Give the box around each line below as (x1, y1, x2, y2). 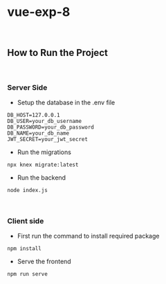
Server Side (7, 82, 48, 92)
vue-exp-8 (7, 4, 71, 20)
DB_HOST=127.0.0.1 (7, 112, 60, 119)
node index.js (7, 187, 48, 194)
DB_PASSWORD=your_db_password (7, 124, 95, 131)
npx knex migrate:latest (7, 162, 79, 169)
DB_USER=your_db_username (7, 118, 82, 125)
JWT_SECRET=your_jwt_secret (7, 136, 89, 143)
